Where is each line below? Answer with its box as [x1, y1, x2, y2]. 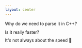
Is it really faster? [5, 29, 40, 35]
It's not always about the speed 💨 [5, 37, 72, 43]
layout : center [5, 7, 36, 12]
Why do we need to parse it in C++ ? [5, 21, 77, 26]
